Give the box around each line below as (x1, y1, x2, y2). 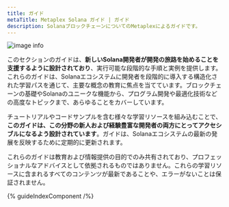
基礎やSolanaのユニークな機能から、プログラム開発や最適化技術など (25, 89, 217, 98)
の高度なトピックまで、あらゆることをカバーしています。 (7, 98, 168, 107)
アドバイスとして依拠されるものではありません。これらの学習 (36, 161, 211, 169)
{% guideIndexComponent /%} (7, 192, 94, 200)
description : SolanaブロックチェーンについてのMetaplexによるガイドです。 (7, 23, 201, 29)
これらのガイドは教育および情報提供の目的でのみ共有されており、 (7, 153, 193, 161)
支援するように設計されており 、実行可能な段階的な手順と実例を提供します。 (7, 64, 222, 72)
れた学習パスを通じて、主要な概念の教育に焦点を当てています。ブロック (7, 81, 210, 89)
